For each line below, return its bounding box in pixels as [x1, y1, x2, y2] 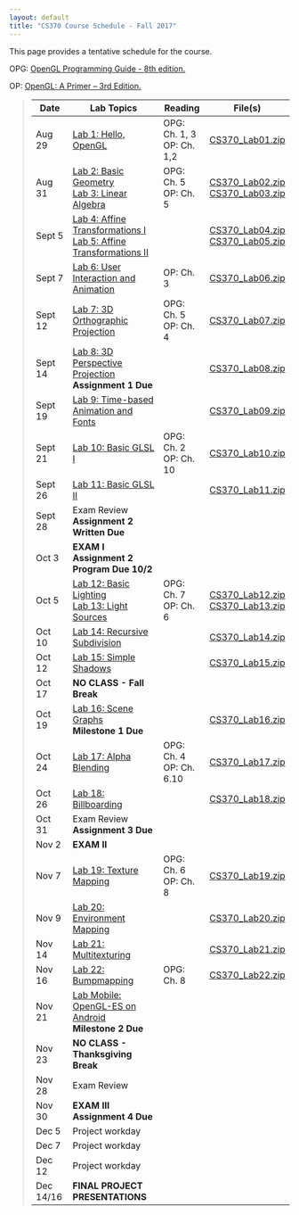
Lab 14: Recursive [72, 625, 149, 638]
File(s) [233, 102, 262, 114]
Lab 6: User [72, 260, 122, 273]
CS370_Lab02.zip [208, 176, 286, 188]
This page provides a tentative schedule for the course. [9, 45, 213, 56]
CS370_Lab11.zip [208, 484, 286, 496]
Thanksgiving [72, 1047, 133, 1060]
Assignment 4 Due [72, 1110, 153, 1122]
